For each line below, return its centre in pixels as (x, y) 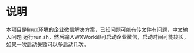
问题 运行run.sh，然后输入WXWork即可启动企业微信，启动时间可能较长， (100, 37)
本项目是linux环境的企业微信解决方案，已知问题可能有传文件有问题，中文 (94, 29)
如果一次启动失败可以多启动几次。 (47, 44)
